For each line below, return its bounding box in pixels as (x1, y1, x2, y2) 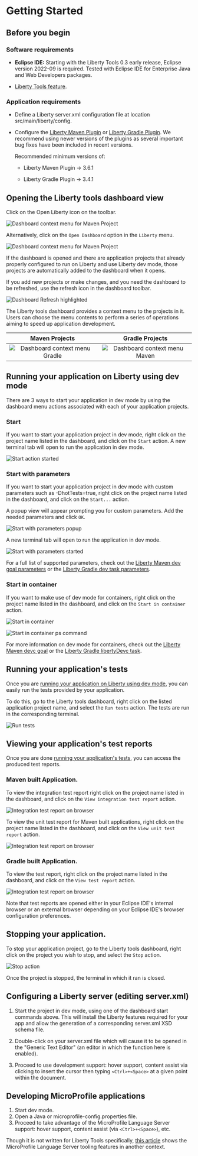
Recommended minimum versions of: (14, 153, 105, 160)
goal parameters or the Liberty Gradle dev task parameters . (6, 566, 151, 573)
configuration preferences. (6, 912, 71, 919)
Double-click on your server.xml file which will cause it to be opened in (14, 1037, 187, 1044)
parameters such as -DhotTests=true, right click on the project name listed (6, 490, 187, 497)
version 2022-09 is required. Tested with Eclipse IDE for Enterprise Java (14, 65, 190, 72)
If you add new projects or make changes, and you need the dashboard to (6, 278, 186, 285)
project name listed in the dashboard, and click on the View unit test (6, 824, 175, 831)
